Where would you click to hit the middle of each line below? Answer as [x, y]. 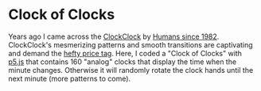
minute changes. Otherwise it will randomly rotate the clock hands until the [131, 70]
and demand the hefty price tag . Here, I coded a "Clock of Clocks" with [125, 53]
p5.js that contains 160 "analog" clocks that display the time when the [123, 62]
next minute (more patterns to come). [70, 78]
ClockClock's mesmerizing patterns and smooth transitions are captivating [130, 44]
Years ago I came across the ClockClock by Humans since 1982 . [114, 36]
